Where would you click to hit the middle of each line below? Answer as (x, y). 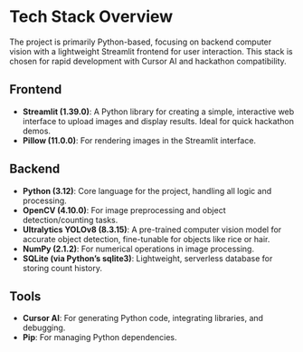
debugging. (44, 328)
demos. (37, 131)
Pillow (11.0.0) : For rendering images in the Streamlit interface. (139, 140)
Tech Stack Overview (91, 17)
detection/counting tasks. (70, 220)
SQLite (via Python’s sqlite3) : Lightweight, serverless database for (147, 258)
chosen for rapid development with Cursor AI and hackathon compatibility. (148, 61)
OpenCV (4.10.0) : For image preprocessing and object (124, 210)
